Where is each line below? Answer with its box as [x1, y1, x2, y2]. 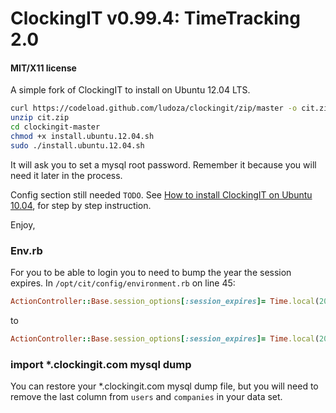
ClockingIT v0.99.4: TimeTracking [10, 7, 301, 30]
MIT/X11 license [10, 62, 77, 74]
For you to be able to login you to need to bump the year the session [10, 267, 292, 279]
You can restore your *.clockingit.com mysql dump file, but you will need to [10, 380, 319, 392]
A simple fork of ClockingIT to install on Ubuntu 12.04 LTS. [10, 84, 251, 96]
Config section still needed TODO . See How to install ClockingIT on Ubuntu [10, 188, 313, 201]
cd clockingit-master [10, 122, 101, 132]
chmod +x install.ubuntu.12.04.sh [10, 132, 155, 142]
